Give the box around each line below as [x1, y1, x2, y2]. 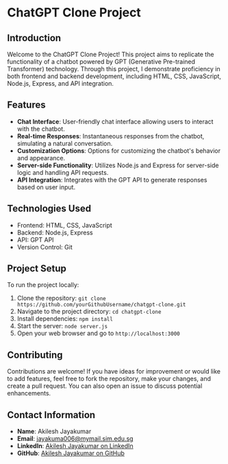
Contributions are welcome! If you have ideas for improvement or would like [7, 367, 221, 376]
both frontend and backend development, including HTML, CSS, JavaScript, [7, 72, 221, 80]
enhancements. [7, 389, 51, 398]
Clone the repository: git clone [16, 294, 106, 302]
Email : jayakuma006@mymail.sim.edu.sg [16, 435, 134, 443]
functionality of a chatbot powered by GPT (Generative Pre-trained [7, 58, 196, 66]
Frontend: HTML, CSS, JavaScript [16, 221, 113, 229]
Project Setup [7, 262, 67, 275]
